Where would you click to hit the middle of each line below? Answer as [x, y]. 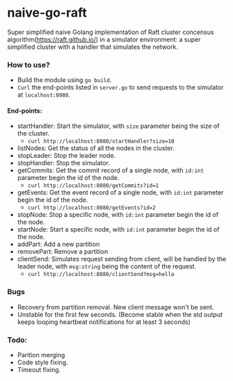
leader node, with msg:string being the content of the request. [107, 266]
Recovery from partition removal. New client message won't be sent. [115, 307]
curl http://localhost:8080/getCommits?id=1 [93, 186]
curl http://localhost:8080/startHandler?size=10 [101, 141]
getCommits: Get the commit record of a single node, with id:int [110, 170]
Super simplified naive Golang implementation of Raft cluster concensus [111, 32]
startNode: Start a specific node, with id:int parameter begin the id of [118, 229]
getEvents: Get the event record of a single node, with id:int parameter [120, 193]
